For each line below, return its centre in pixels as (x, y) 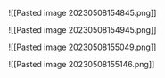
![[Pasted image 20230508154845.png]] (82, 13)
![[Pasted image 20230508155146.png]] (82, 64)
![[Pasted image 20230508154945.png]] (82, 30)
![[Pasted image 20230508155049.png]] (82, 47)
